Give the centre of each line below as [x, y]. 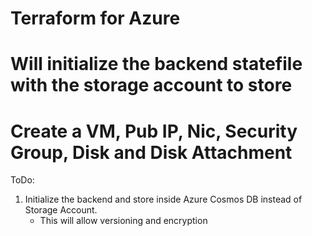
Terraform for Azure [95, 18]
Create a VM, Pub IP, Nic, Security [154, 131]
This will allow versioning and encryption [123, 221]
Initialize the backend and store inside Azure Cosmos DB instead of [163, 199]
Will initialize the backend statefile [156, 64]
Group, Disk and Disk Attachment [151, 152]
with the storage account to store [151, 85]
